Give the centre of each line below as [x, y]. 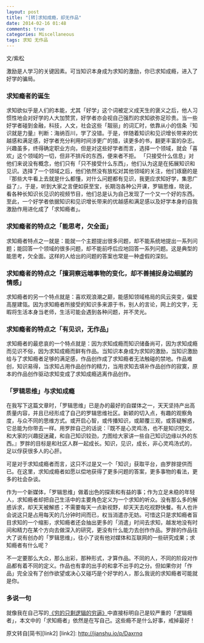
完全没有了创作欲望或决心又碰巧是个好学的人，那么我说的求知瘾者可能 [104, 573]
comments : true [25, 29]
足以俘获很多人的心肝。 [36, 451]
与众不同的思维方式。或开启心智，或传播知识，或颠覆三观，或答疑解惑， [107, 421]
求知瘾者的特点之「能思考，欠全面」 [59, 227]
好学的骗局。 [22, 79]
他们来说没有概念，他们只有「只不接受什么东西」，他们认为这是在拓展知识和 [101, 163]
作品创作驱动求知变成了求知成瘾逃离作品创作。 [75, 374]
